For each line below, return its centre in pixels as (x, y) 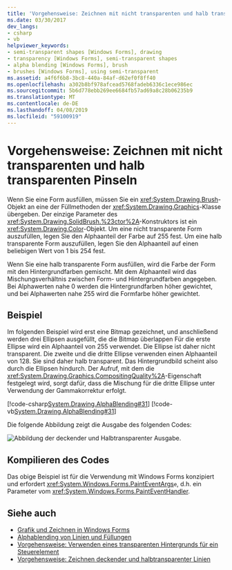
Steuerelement (38, 552)
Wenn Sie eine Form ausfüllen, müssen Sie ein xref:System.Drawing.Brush (113, 199)
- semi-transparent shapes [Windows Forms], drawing (85, 53)
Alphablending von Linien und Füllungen (74, 537)
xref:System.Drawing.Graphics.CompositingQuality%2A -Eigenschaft (104, 376)
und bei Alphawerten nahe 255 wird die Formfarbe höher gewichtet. (104, 293)
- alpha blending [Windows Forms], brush (68, 65)
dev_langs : (23, 26)
